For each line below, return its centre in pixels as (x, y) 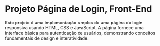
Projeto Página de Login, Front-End (79, 9)
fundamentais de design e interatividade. (47, 38)
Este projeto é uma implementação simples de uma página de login (74, 23)
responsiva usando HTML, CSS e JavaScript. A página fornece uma (75, 27)
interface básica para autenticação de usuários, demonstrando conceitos (80, 33)
